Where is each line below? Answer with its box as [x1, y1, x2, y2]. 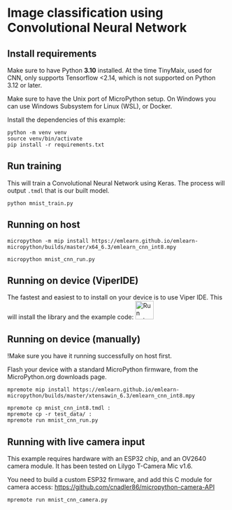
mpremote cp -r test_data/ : [7, 411, 92, 418]
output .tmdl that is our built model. [7, 186, 110, 194]
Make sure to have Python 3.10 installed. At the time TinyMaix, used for [7, 66, 212, 74]
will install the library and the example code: [7, 313, 134, 321]
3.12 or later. [7, 81, 43, 89]
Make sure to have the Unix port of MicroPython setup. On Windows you [7, 94, 217, 103]
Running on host [7, 219, 80, 231]
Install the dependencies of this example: [7, 115, 126, 124]
